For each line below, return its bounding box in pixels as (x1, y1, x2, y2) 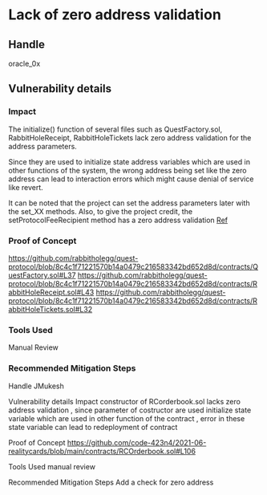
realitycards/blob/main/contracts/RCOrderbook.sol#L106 (8, 446, 196, 456)
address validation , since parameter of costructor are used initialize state (8, 405, 252, 415)
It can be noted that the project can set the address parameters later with (8, 198, 250, 208)
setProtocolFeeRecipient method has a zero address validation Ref (8, 215, 229, 225)
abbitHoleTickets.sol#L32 (8, 304, 93, 314)
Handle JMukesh (8, 381, 64, 391)
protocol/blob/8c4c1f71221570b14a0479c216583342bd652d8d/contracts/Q (8, 262, 259, 271)
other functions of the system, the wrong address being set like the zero (8, 165, 247, 175)
